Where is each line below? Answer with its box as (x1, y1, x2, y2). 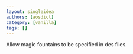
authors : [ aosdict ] (6, 14, 54, 20)
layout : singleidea (6, 8, 54, 15)
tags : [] (6, 25, 28, 31)
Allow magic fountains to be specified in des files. (6, 41, 127, 48)
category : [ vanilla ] (6, 19, 57, 25)
